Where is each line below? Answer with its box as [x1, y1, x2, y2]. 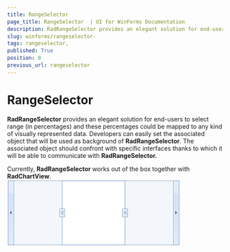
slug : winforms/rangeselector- [7, 33, 97, 40]
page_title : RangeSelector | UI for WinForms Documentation [7, 18, 186, 25]
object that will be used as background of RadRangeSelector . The [7, 137, 194, 145]
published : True [7, 47, 53, 54]
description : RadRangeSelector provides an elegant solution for [7, 25, 197, 32]
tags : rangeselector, [7, 40, 69, 47]
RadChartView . [7, 172, 51, 180]
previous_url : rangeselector [7, 62, 90, 69]
